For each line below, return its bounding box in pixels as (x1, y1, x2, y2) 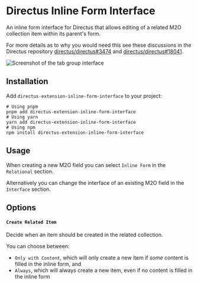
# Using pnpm (6, 104, 38, 110)
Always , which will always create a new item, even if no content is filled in (14, 267, 193, 274)
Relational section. (6, 168, 54, 175)
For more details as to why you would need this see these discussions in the (6, 41, 191, 49)
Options (6, 203, 37, 213)
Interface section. (6, 185, 51, 193)
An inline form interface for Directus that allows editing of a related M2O (6, 24, 181, 31)
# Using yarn (6, 114, 38, 120)
